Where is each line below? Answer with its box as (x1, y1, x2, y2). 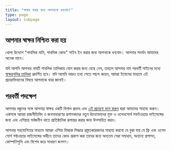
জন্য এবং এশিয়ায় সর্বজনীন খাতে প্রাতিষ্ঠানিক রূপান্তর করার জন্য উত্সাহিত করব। (5, 117, 117, 123)
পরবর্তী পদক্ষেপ (5, 92, 37, 101)
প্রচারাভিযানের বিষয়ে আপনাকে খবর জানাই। (5, 77, 67, 83)
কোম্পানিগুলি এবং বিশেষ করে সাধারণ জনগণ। (5, 139, 70, 144)
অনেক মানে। (5, 55, 24, 61)
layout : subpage (5, 17, 40, 22)
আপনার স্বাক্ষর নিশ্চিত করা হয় (5, 36, 66, 44)
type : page (5, 12, 28, 17)
